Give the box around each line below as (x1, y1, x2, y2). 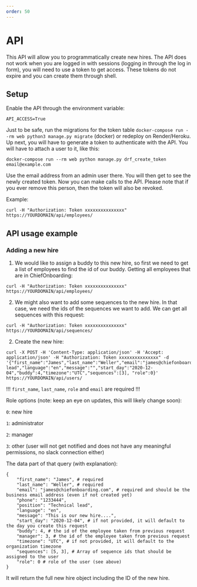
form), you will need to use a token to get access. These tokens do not (6, 66, 176, 73)
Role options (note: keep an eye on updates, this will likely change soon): (6, 397, 182, 404)
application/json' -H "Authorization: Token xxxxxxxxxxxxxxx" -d (6, 355, 169, 361)
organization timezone (6, 543, 62, 550)
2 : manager (6, 431, 33, 438)
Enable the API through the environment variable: (6, 105, 125, 112)
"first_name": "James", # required (16, 477, 104, 483)
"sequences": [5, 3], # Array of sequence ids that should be (16, 549, 172, 555)
